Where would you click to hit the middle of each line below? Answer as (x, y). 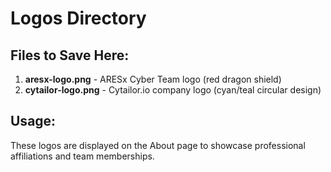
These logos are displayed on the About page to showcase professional (158, 145)
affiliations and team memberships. (82, 156)
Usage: (33, 121)
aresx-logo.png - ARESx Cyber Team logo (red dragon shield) (153, 79)
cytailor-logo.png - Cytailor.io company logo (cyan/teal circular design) (173, 90)
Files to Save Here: (70, 55)
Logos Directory (78, 18)
